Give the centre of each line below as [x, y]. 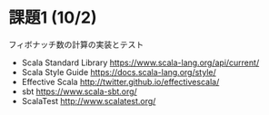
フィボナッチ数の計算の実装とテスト [76, 44]
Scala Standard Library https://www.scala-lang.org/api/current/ [140, 62]
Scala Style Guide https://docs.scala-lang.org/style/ [119, 72]
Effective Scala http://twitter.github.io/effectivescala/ [120, 81]
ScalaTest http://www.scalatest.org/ [89, 101]
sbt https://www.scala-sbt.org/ [79, 91]
